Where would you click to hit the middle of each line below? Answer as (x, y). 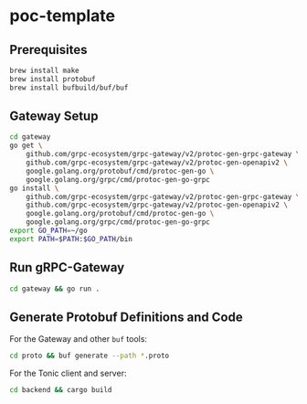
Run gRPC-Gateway (67, 267)
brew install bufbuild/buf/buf (69, 88)
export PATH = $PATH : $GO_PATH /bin (71, 239)
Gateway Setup (54, 117)
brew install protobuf (53, 79)
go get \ (26, 146)
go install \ (34, 188)
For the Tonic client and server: (68, 373)
